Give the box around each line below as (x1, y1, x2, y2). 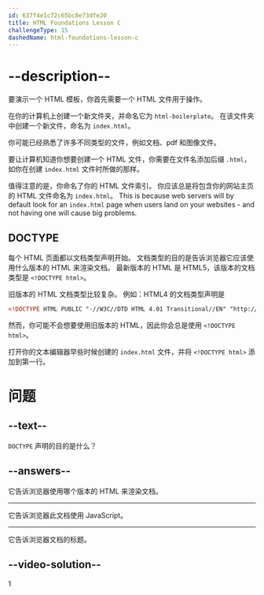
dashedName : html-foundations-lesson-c (8, 33, 139, 42)
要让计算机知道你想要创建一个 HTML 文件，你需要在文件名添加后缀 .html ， (8, 154, 251, 164)
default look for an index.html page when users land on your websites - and (8, 200, 255, 210)
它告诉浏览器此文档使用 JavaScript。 (8, 510, 128, 520)
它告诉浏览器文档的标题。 (8, 534, 91, 544)
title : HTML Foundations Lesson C (8, 19, 122, 27)
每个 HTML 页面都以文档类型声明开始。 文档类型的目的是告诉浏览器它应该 (8, 253, 247, 262)
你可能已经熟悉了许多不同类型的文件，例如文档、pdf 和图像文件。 (8, 138, 222, 147)
